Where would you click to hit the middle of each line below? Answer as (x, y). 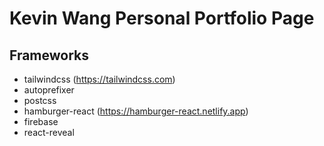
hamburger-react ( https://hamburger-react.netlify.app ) (136, 111)
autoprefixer (49, 90)
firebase (41, 121)
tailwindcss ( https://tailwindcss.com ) (99, 79)
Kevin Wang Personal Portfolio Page (162, 18)
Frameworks (49, 55)
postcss (40, 100)
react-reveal (49, 132)
